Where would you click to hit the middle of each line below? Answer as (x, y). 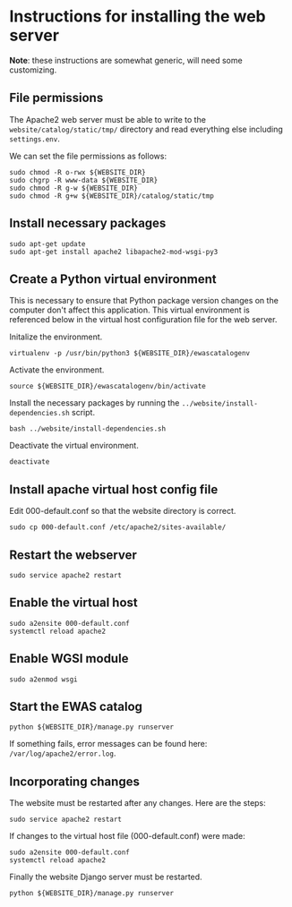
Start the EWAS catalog (76, 707)
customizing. (33, 70)
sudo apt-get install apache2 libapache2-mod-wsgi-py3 (114, 252)
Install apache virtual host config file (114, 489)
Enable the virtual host (74, 603)
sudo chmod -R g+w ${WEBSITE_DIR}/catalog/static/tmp (112, 196)
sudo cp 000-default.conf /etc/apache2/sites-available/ (118, 527)
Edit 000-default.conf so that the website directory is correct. (123, 511)
